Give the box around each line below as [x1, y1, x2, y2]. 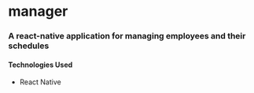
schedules [8, 40, 50, 51]
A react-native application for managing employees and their [8, 31, 246, 42]
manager [8, 2, 68, 20]
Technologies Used [8, 60, 73, 69]
